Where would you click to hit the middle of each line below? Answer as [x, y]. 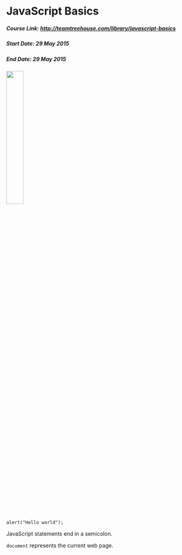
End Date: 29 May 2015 [36, 59]
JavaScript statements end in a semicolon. [59, 533]
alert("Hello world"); [35, 522]
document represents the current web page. [60, 545]
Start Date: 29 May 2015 [38, 44]
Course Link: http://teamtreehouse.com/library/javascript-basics [91, 28]
